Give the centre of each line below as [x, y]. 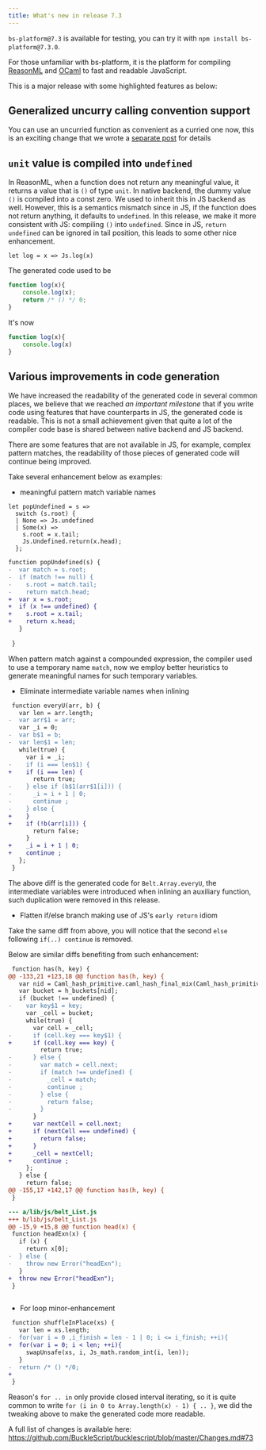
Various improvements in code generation [114, 377]
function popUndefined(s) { [55, 563]
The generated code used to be [60, 271]
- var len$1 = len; [42, 743]
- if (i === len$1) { [49, 764]
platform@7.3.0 [33, 47]
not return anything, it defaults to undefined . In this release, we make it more [132, 216]
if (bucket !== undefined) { [66, 998]
